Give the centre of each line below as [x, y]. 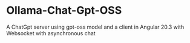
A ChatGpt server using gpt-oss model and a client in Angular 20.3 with [95, 27]
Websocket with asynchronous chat [51, 33]
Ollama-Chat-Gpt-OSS [64, 10]
